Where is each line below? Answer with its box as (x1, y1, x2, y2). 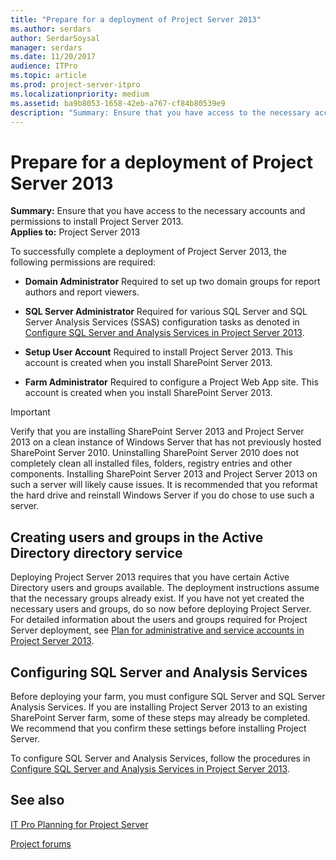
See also (10, 792, 65, 809)
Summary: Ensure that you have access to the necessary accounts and (10, 205, 306, 217)
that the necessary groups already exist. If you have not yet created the (10, 592, 305, 605)
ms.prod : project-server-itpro (10, 80, 141, 90)
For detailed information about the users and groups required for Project (10, 614, 308, 626)
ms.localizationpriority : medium (10, 89, 150, 99)
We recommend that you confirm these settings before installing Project (10, 722, 307, 734)
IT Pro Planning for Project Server (10, 818, 149, 830)
